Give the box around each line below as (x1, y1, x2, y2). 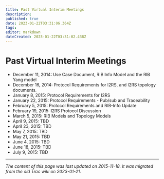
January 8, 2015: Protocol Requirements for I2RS (12, 92, 110, 98)
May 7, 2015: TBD (12, 128, 48, 134)
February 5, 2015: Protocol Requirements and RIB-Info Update (12, 102, 137, 108)
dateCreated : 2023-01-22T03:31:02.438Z (5, 35, 87, 40)
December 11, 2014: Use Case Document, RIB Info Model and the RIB (12, 71, 150, 77)
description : (5, 12, 32, 17)
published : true (5, 16, 38, 21)
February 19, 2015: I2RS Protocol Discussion (12, 108, 101, 114)
